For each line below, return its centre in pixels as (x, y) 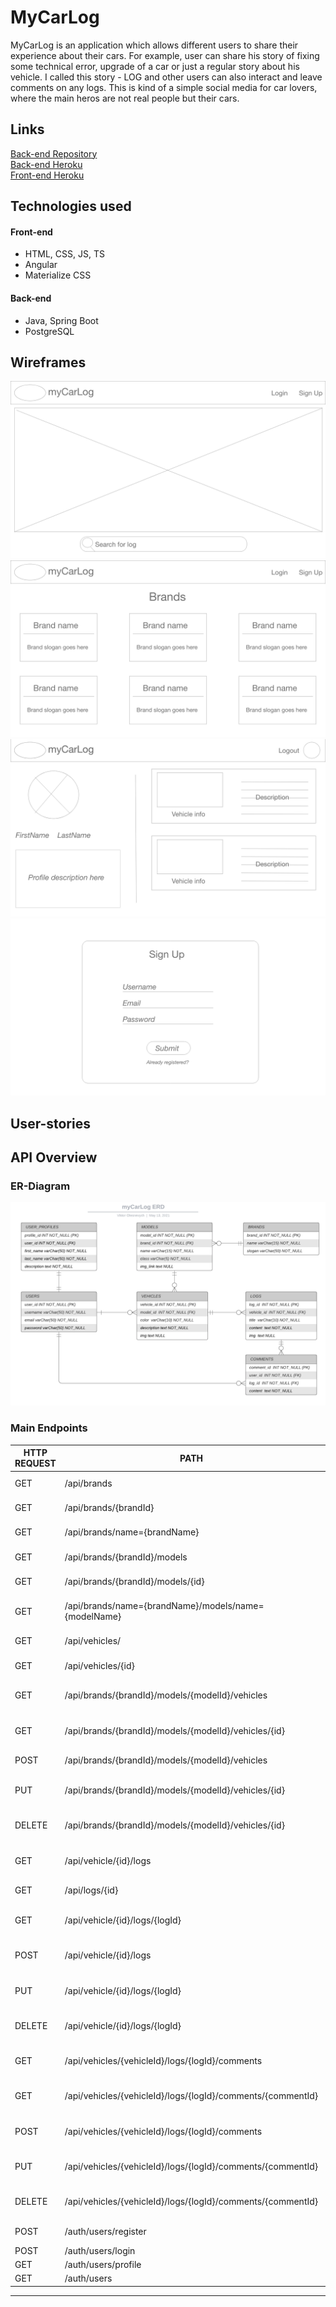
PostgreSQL (49, 331)
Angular (41, 265)
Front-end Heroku (47, 175)
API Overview (54, 1157)
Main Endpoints (49, 1428)
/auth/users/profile (103, 2264)
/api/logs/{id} (91, 1890)
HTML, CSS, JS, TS (64, 254)
